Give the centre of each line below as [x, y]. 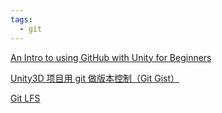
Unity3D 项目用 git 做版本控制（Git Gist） [95, 78]
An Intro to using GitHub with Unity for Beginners [111, 57]
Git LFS [25, 98]
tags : [21, 19]
